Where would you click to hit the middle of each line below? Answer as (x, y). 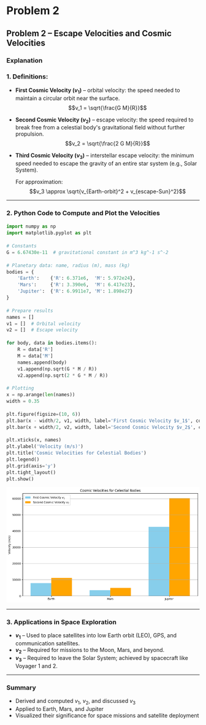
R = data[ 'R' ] (35, 350)
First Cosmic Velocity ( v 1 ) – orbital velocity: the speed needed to (97, 91)
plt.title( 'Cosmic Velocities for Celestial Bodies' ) (77, 453)
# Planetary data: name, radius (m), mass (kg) (68, 265)
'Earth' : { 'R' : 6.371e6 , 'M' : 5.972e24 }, (77, 278)
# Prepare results (30, 310)
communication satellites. (48, 643)
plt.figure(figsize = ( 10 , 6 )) (44, 414)
